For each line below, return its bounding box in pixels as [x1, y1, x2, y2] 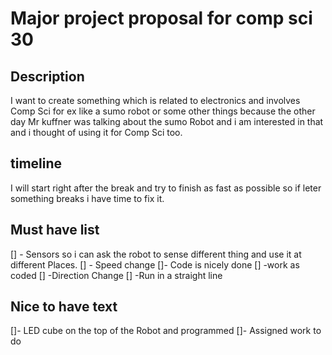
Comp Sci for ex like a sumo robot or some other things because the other [10, 105, 316, 117]
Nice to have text [10, 298, 118, 316]
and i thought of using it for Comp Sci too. [10, 127, 183, 138]
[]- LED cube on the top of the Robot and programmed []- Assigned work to [10, 325, 322, 337]
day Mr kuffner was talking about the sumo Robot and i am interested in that [10, 116, 324, 127]
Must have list [10, 222, 100, 239]
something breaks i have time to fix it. [10, 192, 165, 204]
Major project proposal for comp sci [10, 7, 313, 30]
